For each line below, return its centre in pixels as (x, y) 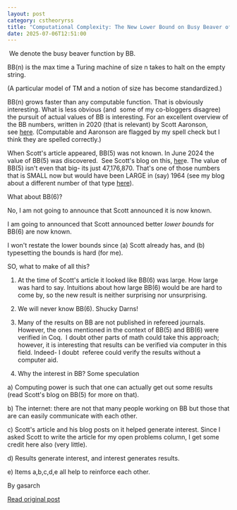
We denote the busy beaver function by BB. (72, 54)
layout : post (26, 14)
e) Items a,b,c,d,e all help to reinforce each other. (79, 472)
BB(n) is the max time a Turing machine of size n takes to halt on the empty (116, 67)
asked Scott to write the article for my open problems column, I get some (114, 437)
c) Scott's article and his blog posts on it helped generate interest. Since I (114, 430)
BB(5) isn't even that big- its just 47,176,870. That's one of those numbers (114, 168)
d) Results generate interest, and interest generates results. (93, 459)
